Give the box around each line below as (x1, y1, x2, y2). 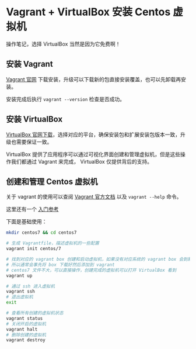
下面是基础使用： (6, 218, 47, 225)
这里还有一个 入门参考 (6, 206, 59, 213)
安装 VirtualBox (6, 115, 63, 125)
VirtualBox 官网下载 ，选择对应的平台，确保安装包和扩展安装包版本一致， (6, 131, 181, 138)
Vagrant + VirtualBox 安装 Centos (6, 5, 171, 19)
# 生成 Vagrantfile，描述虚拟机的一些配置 (6, 240, 99, 246)
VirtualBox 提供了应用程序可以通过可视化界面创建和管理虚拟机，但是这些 (6, 150, 181, 158)
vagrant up (6, 272, 33, 278)
